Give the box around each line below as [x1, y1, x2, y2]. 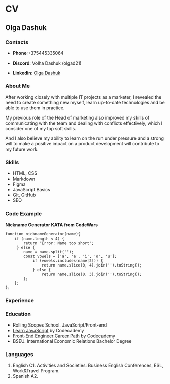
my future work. [5, 146, 39, 153]
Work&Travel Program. [12, 368, 60, 374]
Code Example [5, 210, 42, 217]
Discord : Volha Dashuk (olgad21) [12, 60, 82, 66]
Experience [5, 297, 34, 304]
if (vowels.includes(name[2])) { [32, 258, 103, 263]
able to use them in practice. [5, 105, 65, 111]
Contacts [5, 39, 29, 46]
